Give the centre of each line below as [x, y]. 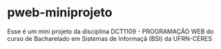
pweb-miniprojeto [60, 13]
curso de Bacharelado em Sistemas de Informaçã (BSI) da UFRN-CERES [110, 38]
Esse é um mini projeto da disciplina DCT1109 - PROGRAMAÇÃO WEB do [110, 31]
